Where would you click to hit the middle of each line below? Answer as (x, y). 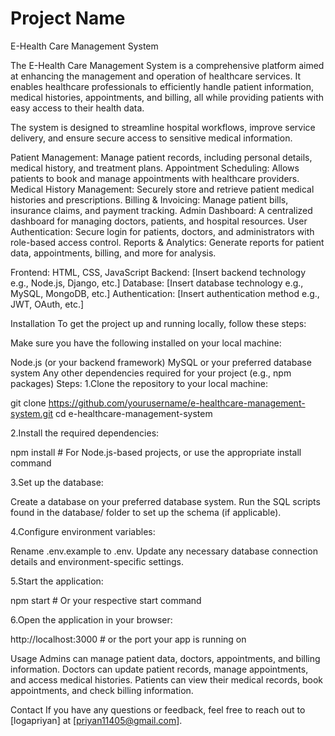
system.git (32, 413)
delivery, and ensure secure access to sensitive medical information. (151, 138)
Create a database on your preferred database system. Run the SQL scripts (165, 501)
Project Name (68, 18)
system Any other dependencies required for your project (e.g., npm (151, 373)
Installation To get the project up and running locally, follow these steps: (158, 323)
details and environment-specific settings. (97, 561)
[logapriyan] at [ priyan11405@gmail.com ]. (96, 720)
